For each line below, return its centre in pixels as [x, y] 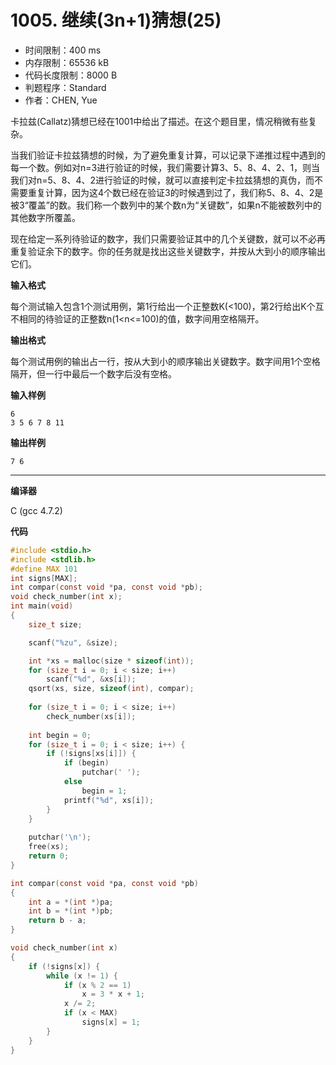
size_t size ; [55, 624]
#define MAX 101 [44, 569]
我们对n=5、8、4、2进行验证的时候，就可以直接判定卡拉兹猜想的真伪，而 [162, 180]
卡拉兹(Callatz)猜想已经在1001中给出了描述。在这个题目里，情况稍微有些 [159, 121]
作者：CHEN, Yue [61, 100]
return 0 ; [49, 856]
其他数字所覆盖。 [45, 217]
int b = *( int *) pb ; [71, 911]
